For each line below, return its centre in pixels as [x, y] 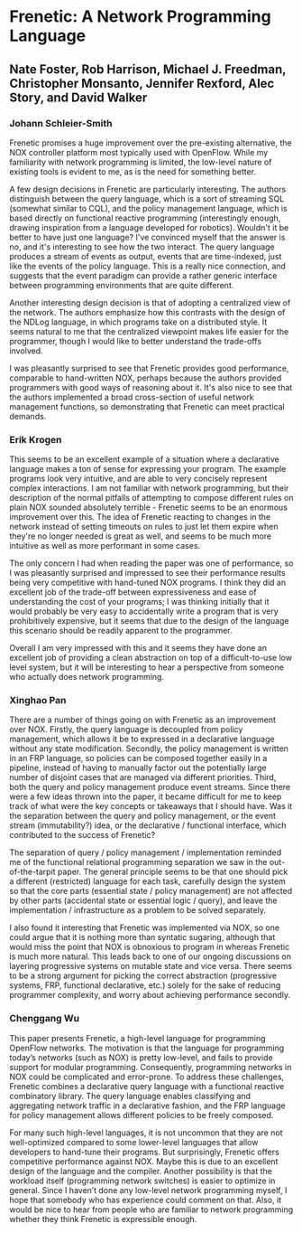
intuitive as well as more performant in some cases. [105, 546]
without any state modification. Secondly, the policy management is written [149, 748]
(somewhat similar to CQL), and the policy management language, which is [148, 208]
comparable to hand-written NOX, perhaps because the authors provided [146, 378]
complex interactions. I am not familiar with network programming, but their [149, 488]
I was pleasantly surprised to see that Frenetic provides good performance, [149, 368]
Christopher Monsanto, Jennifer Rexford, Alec [142, 83]
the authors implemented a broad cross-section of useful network [132, 397]
